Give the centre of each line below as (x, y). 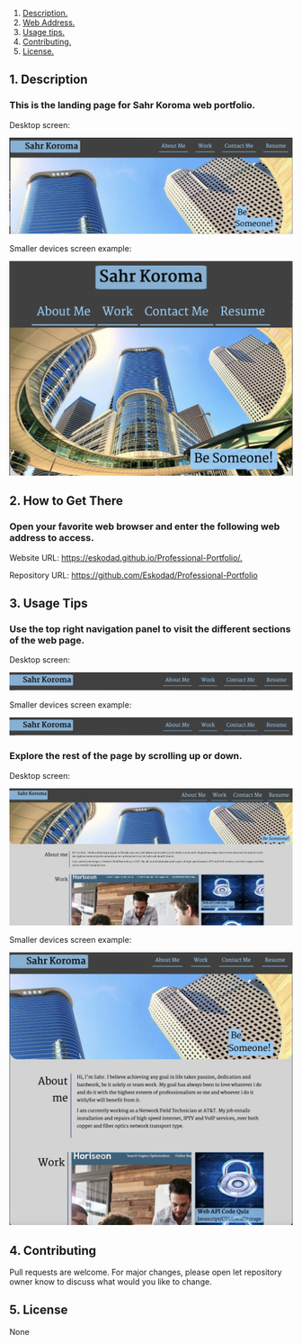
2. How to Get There (67, 501)
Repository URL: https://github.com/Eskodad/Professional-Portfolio (133, 575)
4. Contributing (53, 1251)
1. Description (49, 80)
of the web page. (47, 640)
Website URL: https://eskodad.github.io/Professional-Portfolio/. (126, 557)
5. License (39, 1310)
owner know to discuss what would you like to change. (111, 1282)
